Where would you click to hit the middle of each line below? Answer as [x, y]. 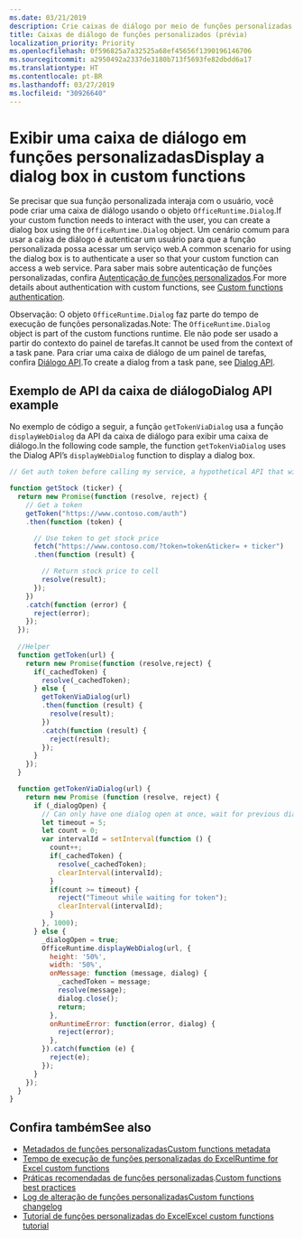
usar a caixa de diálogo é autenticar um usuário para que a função [133, 239]
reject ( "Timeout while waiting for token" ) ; [142, 898]
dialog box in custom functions [128, 176]
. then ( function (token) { [74, 522]
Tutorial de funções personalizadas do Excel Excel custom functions [148, 1216]
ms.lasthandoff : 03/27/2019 [62, 85]
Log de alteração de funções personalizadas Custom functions [138, 1197]
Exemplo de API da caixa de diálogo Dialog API [141, 390]
